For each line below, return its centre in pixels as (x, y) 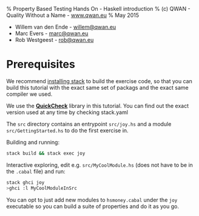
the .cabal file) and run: (36, 171)
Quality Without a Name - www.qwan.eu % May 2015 (73, 15)
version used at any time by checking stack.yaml (67, 112)
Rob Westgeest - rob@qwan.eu (54, 40)
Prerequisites (41, 65)
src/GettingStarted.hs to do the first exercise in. (67, 130)
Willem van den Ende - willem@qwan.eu (66, 27)
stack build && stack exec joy (46, 153)
